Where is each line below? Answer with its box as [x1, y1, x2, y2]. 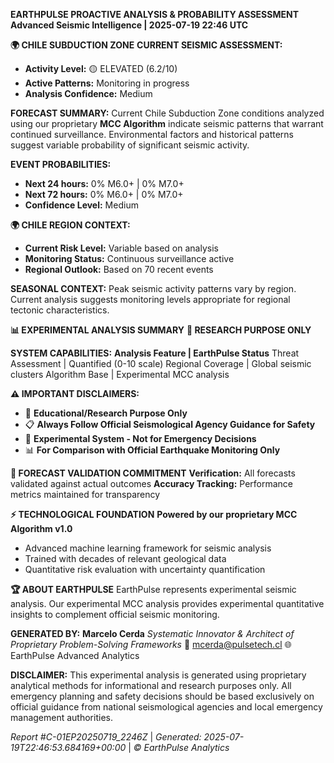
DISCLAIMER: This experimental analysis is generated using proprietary [10, 669, 307, 681]
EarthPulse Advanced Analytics [10, 650, 140, 661]
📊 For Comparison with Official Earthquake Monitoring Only [24, 444, 281, 456]
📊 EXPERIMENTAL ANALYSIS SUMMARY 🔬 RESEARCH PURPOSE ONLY [10, 324, 312, 336]
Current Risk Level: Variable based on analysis [24, 242, 219, 254]
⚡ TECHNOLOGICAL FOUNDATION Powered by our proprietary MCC [10, 509, 298, 520]
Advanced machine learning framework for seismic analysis [24, 542, 272, 554]
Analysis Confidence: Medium [24, 88, 153, 99]
